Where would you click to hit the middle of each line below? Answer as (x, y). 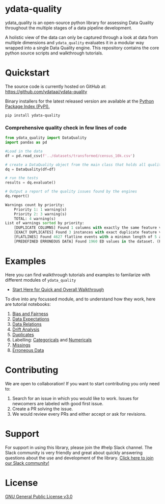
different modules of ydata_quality (41, 280)
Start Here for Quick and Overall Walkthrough (58, 289)
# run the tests (22, 178)
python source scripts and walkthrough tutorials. (54, 53)
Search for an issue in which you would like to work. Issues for (75, 398)
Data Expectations (31, 319)
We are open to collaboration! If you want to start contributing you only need (82, 383)
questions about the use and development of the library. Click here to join (79, 458)
